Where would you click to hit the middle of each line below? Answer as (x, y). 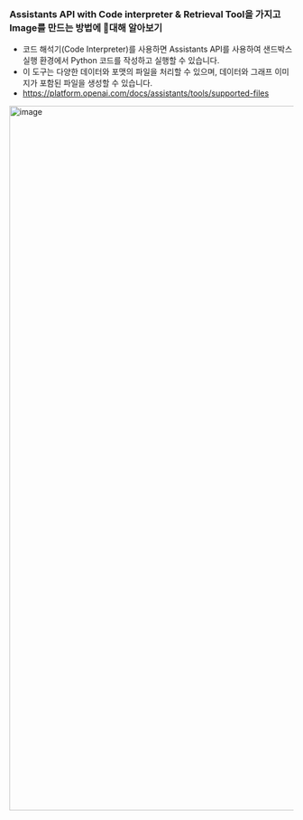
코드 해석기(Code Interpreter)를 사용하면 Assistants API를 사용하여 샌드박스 (157, 49)
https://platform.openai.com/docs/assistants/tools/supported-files (146, 93)
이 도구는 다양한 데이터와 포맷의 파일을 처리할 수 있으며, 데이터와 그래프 (147, 72)
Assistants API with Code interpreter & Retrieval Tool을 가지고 (145, 14)
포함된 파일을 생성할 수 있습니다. (96, 83)
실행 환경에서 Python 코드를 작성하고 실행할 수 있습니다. (121, 61)
